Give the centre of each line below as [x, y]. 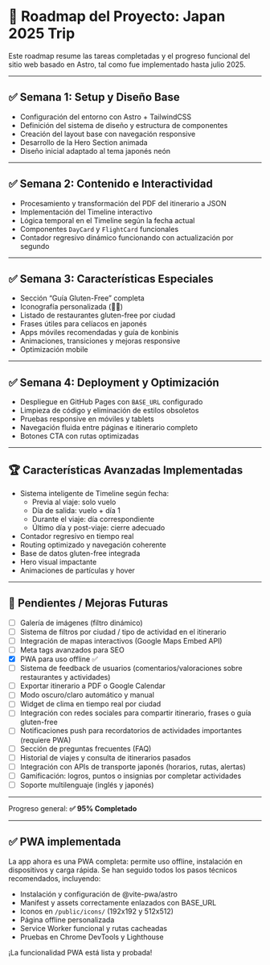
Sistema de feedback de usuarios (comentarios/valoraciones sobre [131, 669]
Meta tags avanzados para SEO [72, 650]
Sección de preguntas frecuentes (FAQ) [86, 748]
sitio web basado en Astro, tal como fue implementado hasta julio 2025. [127, 64]
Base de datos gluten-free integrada [80, 553]
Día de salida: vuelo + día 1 [76, 510]
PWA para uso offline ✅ [59, 659]
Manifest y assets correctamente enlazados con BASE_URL [118, 902]
